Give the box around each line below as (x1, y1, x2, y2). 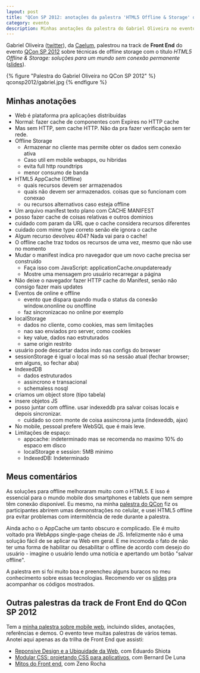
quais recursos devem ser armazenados (23, 182, 123, 189)
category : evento (6, 20, 49, 26)
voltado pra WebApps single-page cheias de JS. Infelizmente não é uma (6, 531, 183, 538)
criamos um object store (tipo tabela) (14, 391, 106, 398)
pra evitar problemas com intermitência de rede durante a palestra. (6, 513, 171, 520)
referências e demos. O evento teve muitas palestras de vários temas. (6, 629, 177, 637)
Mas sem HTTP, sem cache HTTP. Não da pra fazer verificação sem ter (14, 125, 190, 132)
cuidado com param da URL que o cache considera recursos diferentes (14, 220, 190, 227)
